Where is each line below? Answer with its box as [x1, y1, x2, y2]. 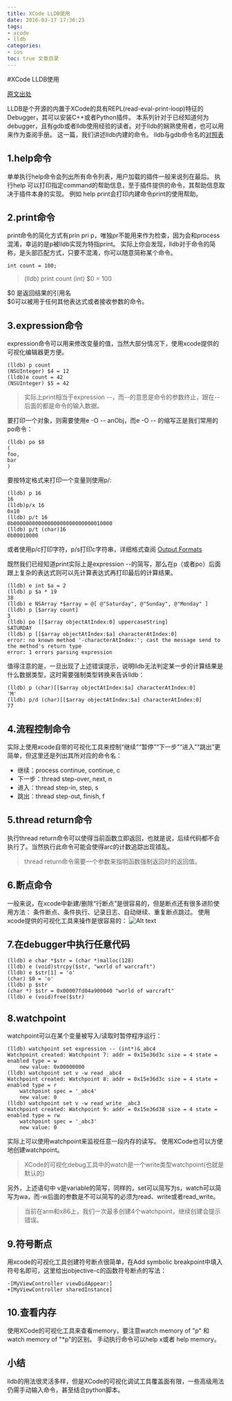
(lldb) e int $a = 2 [7, 583, 67, 589]
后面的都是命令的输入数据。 [23, 402, 104, 410]
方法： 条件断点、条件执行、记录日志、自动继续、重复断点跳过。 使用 [12, 908, 211, 916]
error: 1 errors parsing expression [7, 649, 113, 656]
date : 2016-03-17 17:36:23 [7, 17, 85, 24]
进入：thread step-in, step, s [17, 783, 99, 791]
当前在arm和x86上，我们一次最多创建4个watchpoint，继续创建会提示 [23, 1207, 221, 1216]
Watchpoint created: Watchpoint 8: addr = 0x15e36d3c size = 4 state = [7, 1076, 217, 1083]
